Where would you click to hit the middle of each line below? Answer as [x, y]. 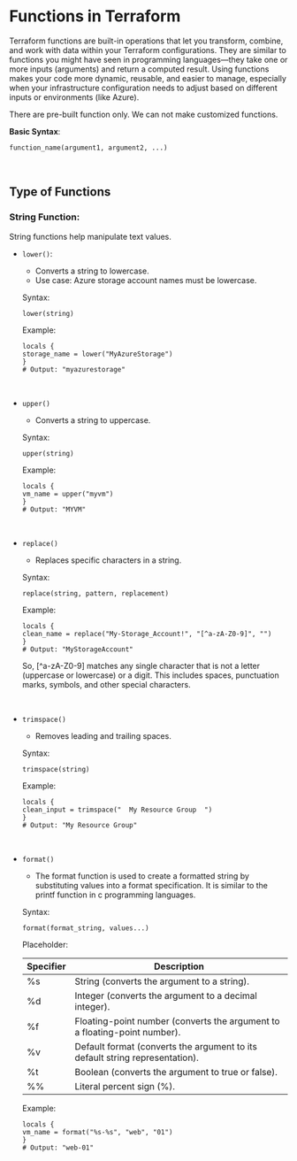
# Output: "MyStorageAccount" [78, 649]
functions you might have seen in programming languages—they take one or [148, 59]
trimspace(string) [56, 769]
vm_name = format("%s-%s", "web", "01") [97, 1132]
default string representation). [137, 1057]
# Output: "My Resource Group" [80, 825]
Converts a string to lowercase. [92, 271]
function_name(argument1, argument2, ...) [88, 148]
